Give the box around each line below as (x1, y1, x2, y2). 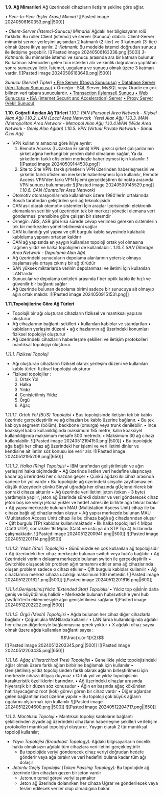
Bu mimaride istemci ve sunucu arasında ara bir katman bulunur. (25, 54, 155, 60)
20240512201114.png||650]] (5, 536, 62, 541)
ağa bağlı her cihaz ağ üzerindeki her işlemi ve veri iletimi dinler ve (5, 443, 140, 449)
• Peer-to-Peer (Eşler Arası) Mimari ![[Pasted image (5, 14, 109, 19)
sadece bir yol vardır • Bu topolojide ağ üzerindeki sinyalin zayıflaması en (5, 479, 153, 485)
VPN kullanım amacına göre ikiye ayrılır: (12, 140, 92, 146)
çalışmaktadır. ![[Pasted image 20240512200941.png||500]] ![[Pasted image (5, 531, 159, 537)
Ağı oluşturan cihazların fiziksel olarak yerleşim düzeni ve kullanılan (12, 360, 148, 366)
